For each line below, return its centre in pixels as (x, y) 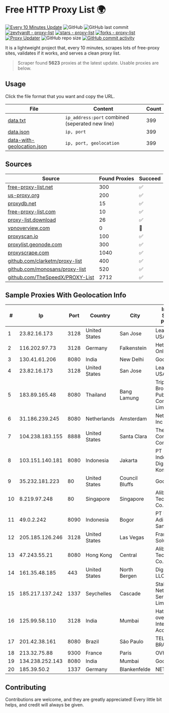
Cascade (130, 594)
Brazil (92, 642)
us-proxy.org (24, 195)
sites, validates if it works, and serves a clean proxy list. (63, 53)
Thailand (96, 395)
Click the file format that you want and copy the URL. (60, 96)
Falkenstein (133, 348)
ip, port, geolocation (92, 143)
